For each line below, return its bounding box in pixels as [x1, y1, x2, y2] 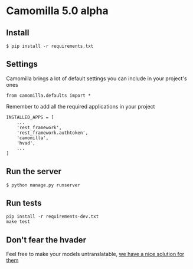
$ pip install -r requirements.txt [6, 43, 94, 49]
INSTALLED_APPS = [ [6, 114, 54, 120]
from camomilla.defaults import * [6, 93, 91, 99]
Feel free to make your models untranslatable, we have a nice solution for [6, 251, 185, 258]
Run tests [6, 198, 42, 208]
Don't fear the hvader [6, 235, 87, 245]
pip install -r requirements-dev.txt [6, 214, 99, 219]
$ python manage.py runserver [6, 182, 81, 188]
